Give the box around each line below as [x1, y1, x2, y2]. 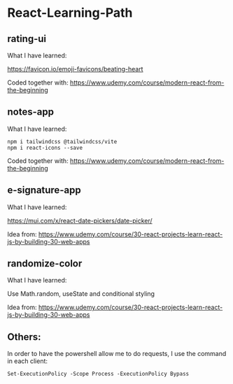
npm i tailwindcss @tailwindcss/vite [7, 138, 118, 145]
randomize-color [7, 257, 83, 270]
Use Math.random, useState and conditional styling [7, 290, 155, 298]
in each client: [7, 357, 48, 365]
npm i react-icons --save [7, 144, 83, 151]
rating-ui [7, 33, 47, 45]
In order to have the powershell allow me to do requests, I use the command [7, 350, 227, 358]
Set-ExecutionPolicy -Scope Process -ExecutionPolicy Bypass [7, 371, 190, 378]
